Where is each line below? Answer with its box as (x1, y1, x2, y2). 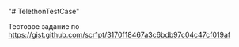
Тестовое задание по (8, 22, 80, 31)
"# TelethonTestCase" (8, 7, 80, 16)
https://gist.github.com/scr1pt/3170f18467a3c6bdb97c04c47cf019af (8, 31, 231, 39)
